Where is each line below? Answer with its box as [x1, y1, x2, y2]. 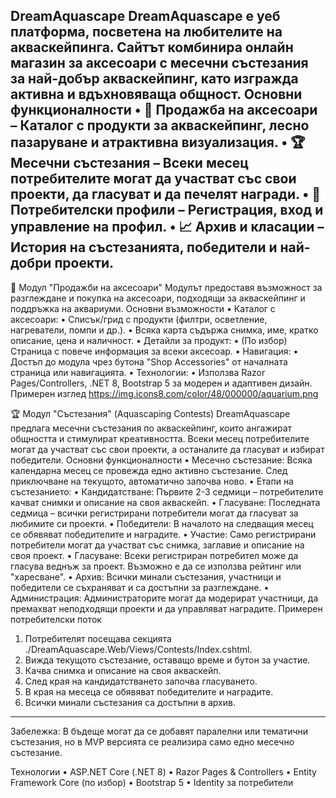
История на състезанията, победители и [10, 239, 278, 256]
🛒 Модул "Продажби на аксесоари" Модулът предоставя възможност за [10, 281, 323, 293]
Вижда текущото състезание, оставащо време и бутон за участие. [24, 654, 311, 666]
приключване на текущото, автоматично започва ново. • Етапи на [10, 475, 294, 487]
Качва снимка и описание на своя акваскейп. [24, 664, 222, 676]
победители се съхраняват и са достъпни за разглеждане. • [10, 581, 270, 593]
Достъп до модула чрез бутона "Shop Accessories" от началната [10, 355, 288, 368]
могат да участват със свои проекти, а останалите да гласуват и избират [10, 443, 325, 455]
